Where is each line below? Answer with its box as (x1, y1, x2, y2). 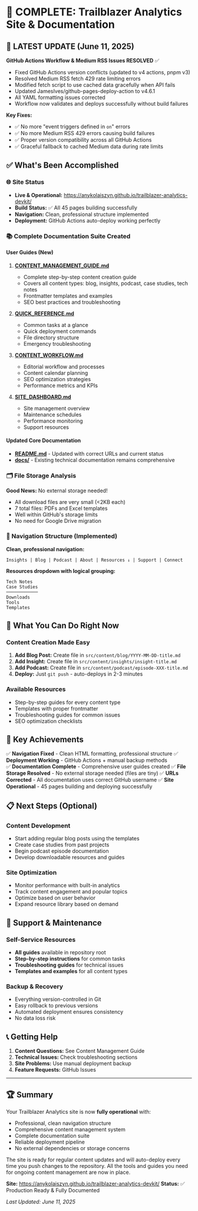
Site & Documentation (6, 18, 115, 31)
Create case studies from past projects (14, 841, 110, 849)
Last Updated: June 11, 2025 (6, 1198, 75, 1205)
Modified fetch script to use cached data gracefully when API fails (14, 81, 176, 88)
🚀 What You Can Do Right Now (6, 621, 120, 630)
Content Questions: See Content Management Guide (14, 1048, 145, 1055)
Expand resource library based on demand (14, 901, 119, 908)
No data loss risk (14, 1014, 56, 1022)
